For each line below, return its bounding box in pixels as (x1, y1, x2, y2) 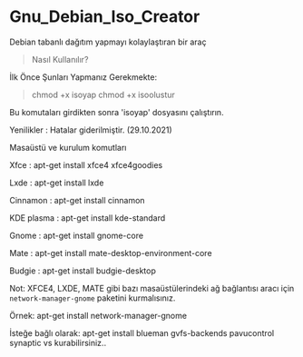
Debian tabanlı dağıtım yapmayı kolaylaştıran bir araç (9, 36, 207, 47)
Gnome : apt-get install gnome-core (9, 230, 143, 241)
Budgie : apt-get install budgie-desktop (9, 265, 157, 276)
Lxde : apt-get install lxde (9, 177, 104, 188)
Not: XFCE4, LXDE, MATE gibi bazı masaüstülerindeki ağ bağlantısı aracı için (9, 283, 295, 293)
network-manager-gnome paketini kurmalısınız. (9, 293, 176, 303)
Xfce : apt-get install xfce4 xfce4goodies (9, 159, 163, 170)
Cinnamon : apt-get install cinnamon (9, 194, 145, 205)
